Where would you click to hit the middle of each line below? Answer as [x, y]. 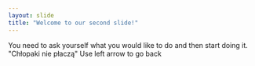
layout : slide [31, 15]
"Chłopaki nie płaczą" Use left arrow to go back [85, 53]
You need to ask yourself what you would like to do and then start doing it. [128, 45]
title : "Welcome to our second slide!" [73, 23]
